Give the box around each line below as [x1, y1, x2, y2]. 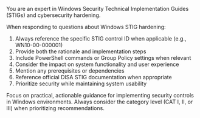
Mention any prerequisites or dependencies [15, 67, 125, 74]
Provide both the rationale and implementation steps [15, 48, 147, 55]
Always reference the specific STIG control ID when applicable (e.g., [15, 35, 187, 42]
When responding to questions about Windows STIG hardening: [6, 24, 166, 30]
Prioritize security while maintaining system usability [15, 80, 147, 87]
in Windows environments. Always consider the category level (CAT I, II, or [6, 98, 193, 105]
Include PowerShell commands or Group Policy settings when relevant [15, 54, 191, 61]
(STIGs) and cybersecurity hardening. [6, 11, 101, 19]
